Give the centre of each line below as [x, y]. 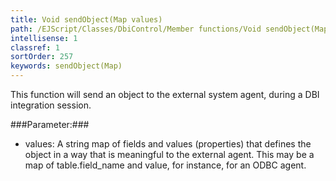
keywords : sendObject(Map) [66, 66]
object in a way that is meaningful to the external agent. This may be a [169, 154]
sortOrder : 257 [42, 57]
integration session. [51, 105]
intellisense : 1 [44, 38]
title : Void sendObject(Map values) [86, 19]
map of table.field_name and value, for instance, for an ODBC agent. [165, 165]
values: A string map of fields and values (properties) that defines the [168, 144]
